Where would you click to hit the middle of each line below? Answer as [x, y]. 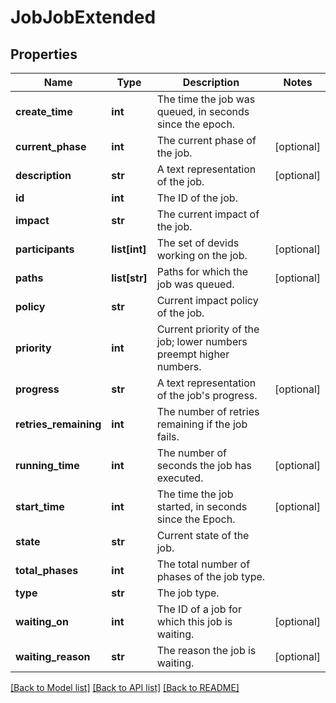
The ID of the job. [197, 198]
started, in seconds [202, 506]
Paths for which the [202, 271]
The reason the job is [206, 650]
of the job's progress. [207, 395]
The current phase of [206, 140]
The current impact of [208, 214]
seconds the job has [204, 465]
